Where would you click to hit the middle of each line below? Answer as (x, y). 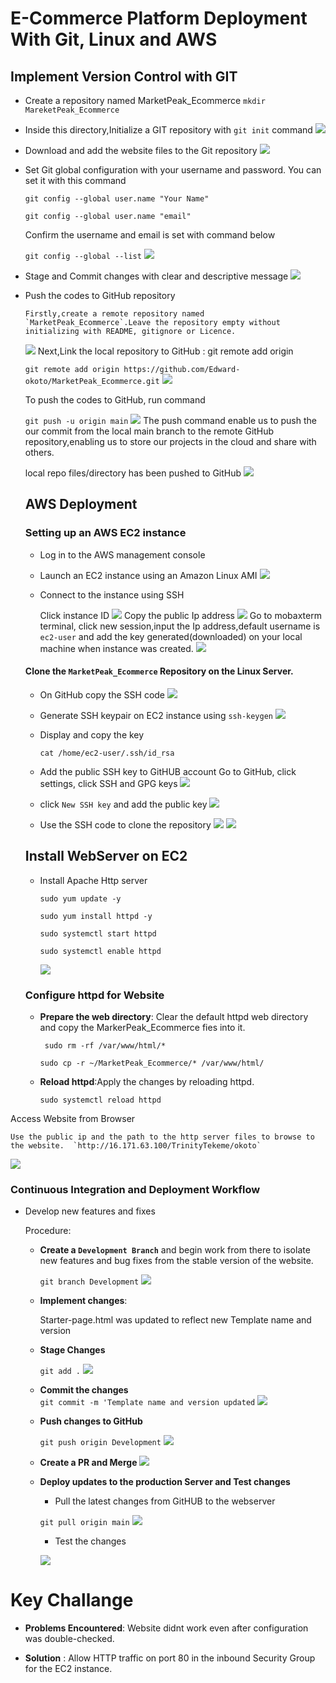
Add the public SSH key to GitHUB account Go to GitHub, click (168, 771)
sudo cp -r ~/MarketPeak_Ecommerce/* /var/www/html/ (152, 1063)
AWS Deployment (81, 504)
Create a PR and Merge (88, 1463)
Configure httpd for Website (94, 995)
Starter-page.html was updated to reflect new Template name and (175, 1320)
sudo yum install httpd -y (96, 916)
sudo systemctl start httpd (98, 933)
